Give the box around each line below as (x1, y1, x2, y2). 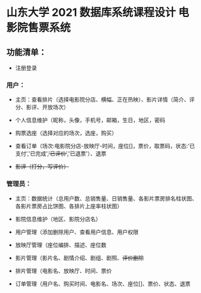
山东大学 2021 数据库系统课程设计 (6, 5, 176, 19)
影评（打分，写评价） (15, 163, 69, 171)
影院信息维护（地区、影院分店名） (15, 215, 101, 222)
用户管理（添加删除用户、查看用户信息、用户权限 (15, 228, 139, 235)
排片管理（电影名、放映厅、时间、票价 (15, 267, 112, 274)
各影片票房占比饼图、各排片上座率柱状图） (15, 202, 123, 210)
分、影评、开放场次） (15, 104, 69, 111)
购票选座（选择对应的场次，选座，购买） (15, 129, 117, 137)
